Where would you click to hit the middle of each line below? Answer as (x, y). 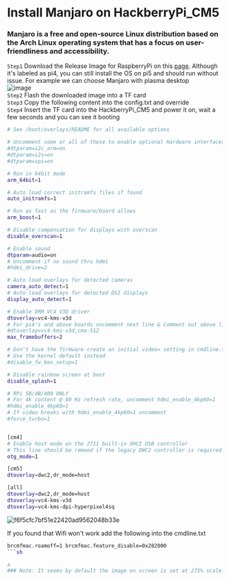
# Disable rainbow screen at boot (56, 375)
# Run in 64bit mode (37, 174)
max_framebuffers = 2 (35, 337)
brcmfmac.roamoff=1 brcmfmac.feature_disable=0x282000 (87, 546)
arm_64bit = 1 (24, 180)
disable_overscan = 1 (35, 236)
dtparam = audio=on (32, 255)
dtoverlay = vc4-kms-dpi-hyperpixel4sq (61, 507)
